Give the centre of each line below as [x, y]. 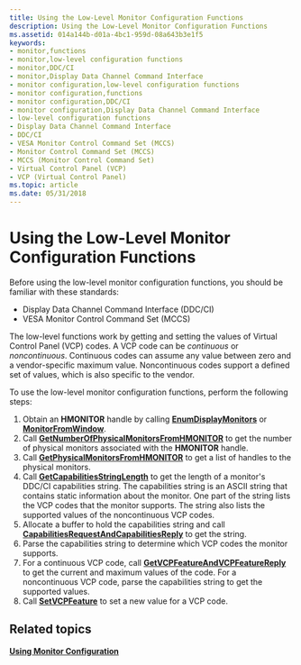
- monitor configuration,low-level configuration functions [125, 85]
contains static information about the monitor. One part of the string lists [156, 496]
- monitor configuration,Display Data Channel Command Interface [134, 110]
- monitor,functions [48, 51]
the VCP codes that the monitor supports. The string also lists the [144, 505]
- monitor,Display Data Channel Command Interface [106, 77]
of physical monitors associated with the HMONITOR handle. [135, 448]
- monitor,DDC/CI [42, 68]
